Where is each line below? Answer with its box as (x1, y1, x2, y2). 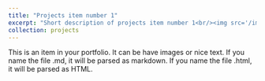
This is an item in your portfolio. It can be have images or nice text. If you (8, 48, 244, 57)
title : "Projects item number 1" (8, 11, 118, 20)
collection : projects (8, 26, 80, 34)
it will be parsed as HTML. (8, 64, 93, 74)
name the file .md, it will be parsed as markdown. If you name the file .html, (8, 56, 252, 65)
